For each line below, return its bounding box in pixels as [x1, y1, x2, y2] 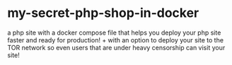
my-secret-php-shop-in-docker [7, 5, 199, 21]
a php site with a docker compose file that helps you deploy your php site [7, 28, 221, 37]
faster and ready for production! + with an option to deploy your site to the [7, 35, 224, 44]
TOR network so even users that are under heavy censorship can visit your [7, 43, 226, 52]
